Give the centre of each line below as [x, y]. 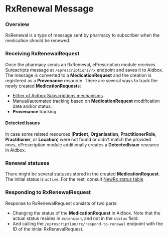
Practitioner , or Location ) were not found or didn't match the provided [78, 139]
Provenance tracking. [35, 111]
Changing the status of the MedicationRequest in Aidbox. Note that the [86, 213]
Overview [17, 25]
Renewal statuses [27, 163]
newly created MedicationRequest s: [43, 86]
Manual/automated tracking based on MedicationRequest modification [86, 101]
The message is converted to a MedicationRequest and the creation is [78, 75]
